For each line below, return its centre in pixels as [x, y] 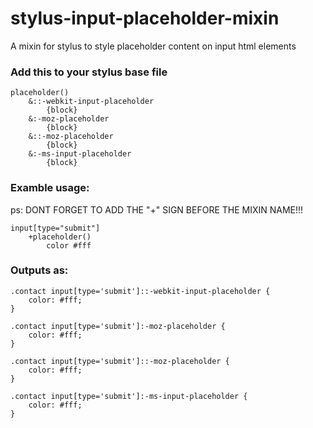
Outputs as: [39, 270]
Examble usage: [50, 188]
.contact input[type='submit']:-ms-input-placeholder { [129, 396]
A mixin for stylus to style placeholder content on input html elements [153, 46]
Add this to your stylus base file [89, 72]
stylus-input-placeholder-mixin [145, 18]
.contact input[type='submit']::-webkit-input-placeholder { [140, 291]
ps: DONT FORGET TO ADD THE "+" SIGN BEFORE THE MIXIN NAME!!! [157, 209]
